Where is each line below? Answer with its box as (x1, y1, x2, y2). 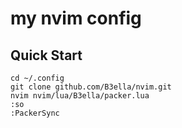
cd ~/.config (10, 73, 65, 83)
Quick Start (10, 47, 83, 64)
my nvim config (10, 7, 142, 30)
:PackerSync (10, 108, 60, 118)
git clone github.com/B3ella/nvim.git (10, 82, 172, 92)
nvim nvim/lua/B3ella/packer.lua (10, 91, 150, 101)
